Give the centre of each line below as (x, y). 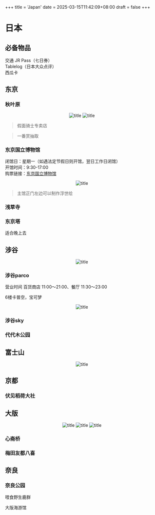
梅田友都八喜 (20, 453)
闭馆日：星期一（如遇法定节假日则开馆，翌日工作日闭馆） (63, 161)
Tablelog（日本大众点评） (31, 66)
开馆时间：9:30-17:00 (27, 167)
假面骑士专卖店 (32, 125)
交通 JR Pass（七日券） (29, 60)
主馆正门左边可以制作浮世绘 (45, 193)
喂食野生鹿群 (18, 497)
